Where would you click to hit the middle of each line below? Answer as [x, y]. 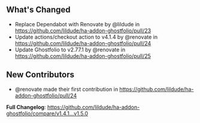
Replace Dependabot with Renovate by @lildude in [77, 24]
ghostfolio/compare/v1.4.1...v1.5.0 [47, 113]
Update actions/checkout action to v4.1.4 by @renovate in [86, 37]
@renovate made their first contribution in [66, 89]
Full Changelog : [26, 107]
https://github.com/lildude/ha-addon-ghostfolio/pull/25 [83, 56]
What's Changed [38, 10]
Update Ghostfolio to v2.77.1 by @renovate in [70, 50]
